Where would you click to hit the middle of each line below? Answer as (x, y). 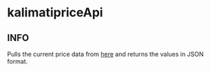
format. (18, 61)
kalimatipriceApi (55, 13)
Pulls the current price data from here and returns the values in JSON (106, 54)
